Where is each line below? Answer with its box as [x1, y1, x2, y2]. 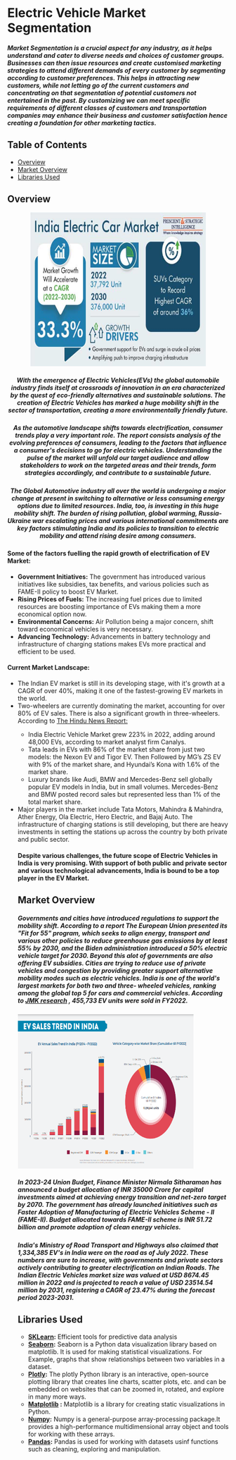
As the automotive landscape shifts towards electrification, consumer [13, 424, 223, 432]
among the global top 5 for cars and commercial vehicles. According [17, 988, 223, 997]
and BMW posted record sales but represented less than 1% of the [27, 790, 221, 798]
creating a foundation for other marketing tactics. [7, 118, 157, 127]
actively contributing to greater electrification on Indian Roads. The [17, 1263, 220, 1272]
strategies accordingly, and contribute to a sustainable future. [24, 469, 212, 477]
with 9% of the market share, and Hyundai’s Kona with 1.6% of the [27, 760, 220, 768]
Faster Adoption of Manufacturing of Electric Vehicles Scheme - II [17, 1208, 215, 1217]
